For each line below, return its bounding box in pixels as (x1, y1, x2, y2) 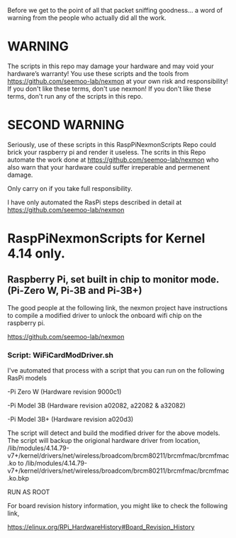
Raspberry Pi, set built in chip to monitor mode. (7, 273, 220, 286)
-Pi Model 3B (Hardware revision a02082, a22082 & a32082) (7, 401, 186, 410)
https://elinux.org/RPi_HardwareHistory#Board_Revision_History (7, 523, 195, 532)
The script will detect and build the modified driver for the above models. (7, 429, 220, 437)
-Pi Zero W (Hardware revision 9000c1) (7, 388, 122, 396)
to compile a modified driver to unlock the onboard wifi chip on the (7, 311, 202, 319)
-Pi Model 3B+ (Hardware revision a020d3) (7, 415, 134, 424)
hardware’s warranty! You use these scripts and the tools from (7, 69, 189, 77)
